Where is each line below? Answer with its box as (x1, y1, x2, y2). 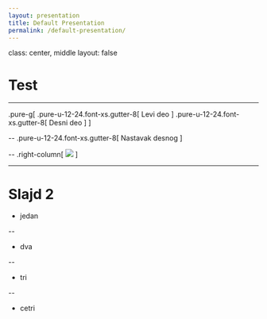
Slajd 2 (8, 185, 54, 203)
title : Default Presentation (8, 19, 105, 27)
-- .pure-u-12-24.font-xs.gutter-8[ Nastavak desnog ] (8, 133, 183, 143)
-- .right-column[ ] (8, 150, 78, 159)
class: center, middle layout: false (8, 48, 118, 58)
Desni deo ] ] (48, 118, 91, 128)
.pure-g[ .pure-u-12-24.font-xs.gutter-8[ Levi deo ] (8, 110, 174, 119)
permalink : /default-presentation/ (8, 26, 126, 34)
